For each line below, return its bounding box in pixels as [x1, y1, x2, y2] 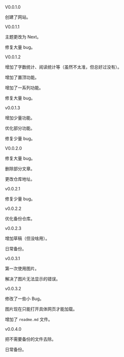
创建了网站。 [5, 14, 31, 20]
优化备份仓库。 [5, 216, 35, 221]
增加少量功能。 [5, 115, 35, 121]
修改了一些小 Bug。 [5, 296, 44, 301]
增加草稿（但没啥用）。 [5, 236, 50, 241]
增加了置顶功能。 [5, 75, 39, 80]
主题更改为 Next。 [5, 34, 41, 39]
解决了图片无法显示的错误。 [5, 276, 61, 282]
